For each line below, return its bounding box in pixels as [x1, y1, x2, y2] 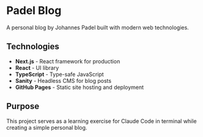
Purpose [6, 101, 40, 111]
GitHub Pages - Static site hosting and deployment [15, 83, 144, 91]
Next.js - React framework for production [15, 57, 120, 65]
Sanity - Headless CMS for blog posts [15, 77, 112, 84]
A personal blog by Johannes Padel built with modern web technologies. [6, 24, 190, 31]
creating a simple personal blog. [6, 124, 87, 131]
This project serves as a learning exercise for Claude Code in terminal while [6, 117, 197, 125]
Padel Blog [6, 4, 62, 18]
